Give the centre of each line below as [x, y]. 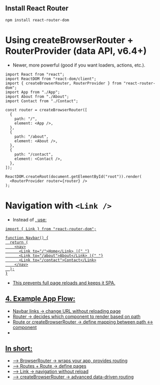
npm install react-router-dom [37, 20]
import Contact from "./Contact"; [42, 101]
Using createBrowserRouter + [69, 40]
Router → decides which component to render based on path [76, 316]
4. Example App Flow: [40, 299]
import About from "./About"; [37, 97]
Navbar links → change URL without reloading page [67, 311]
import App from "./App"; [33, 92]
